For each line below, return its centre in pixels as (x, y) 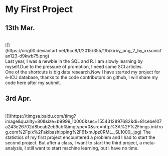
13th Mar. (20, 28)
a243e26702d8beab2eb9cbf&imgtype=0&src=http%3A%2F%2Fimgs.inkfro (84, 126)
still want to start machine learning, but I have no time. (83, 148)
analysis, (14, 148)
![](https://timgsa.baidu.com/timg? (41, 116)
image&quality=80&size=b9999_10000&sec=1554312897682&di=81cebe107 (83, 121)
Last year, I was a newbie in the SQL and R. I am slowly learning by (74, 61)
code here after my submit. (33, 83)
